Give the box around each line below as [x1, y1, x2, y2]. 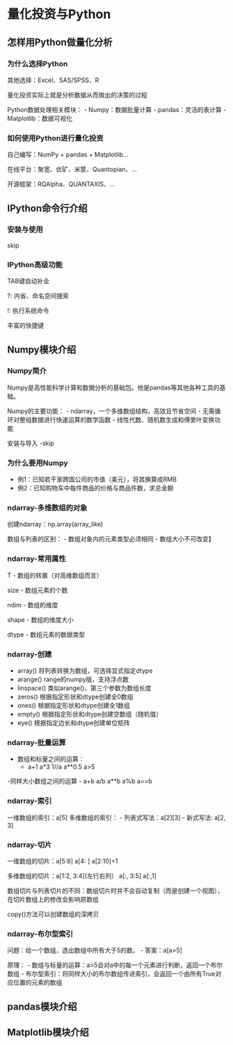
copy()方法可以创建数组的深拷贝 [7, 909, 99, 918]
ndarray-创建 [7, 649, 52, 659]
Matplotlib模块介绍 [7, 1027, 89, 1038]
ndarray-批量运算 [7, 737, 66, 747]
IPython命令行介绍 [7, 202, 88, 214]
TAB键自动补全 [7, 277, 50, 285]
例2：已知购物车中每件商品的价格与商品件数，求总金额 [17, 484, 174, 493]
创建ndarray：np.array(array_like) [7, 520, 104, 529]
